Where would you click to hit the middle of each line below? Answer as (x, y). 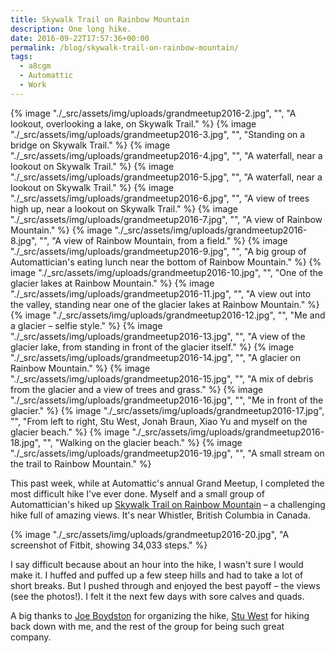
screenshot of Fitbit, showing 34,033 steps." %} (109, 545)
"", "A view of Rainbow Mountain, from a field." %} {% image (163, 240)
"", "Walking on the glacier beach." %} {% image (142, 442)
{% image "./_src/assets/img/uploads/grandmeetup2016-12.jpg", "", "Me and (168, 315)
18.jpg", (26, 442)
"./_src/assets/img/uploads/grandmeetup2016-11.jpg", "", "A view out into (161, 293)
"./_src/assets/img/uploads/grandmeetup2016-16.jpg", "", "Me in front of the (167, 400)
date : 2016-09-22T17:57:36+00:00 (80, 38)
